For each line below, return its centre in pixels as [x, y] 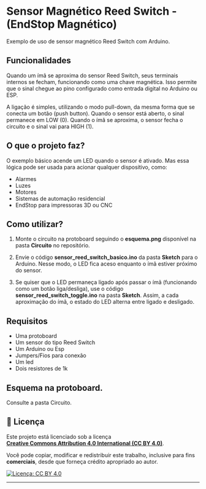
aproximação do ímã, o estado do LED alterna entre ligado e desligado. [105, 302]
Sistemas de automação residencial [60, 198]
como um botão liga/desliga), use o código [69, 289]
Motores [26, 192]
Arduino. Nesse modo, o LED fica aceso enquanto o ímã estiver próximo [106, 264]
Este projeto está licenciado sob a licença [59, 436]
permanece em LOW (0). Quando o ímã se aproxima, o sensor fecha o [95, 120]
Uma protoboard [36, 336]
